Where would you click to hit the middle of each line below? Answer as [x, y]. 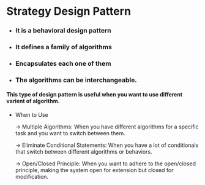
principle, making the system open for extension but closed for [94, 170]
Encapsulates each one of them [63, 63]
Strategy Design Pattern [69, 11]
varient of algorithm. [33, 101]
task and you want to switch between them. [70, 133]
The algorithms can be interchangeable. [76, 80]
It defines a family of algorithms [63, 47]
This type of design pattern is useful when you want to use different [94, 95]
